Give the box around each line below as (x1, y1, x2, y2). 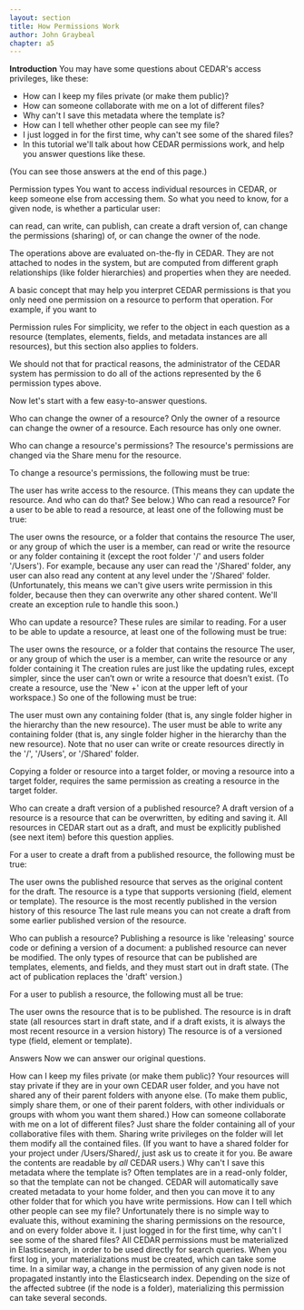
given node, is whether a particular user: (9, 203, 161, 214)
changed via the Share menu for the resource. (9, 450, 181, 461)
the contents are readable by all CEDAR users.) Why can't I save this (9, 1157, 265, 1168)
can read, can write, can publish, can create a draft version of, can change (9, 221, 289, 231)
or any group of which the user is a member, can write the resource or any (9, 654, 288, 665)
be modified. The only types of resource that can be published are (9, 952, 258, 963)
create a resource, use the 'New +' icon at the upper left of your (9, 683, 249, 694)
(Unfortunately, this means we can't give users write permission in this (9, 580, 273, 591)
